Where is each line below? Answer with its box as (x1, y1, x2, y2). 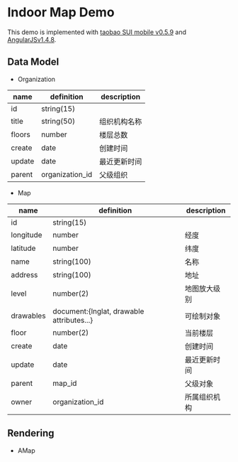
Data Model (7, 56, 59, 68)
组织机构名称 (98, 117, 142, 127)
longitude (11, 230, 42, 240)
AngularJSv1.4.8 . (7, 35, 57, 43)
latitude (11, 243, 36, 253)
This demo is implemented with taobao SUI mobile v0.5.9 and (7, 28, 186, 36)
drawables (11, 311, 46, 321)
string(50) (41, 116, 76, 126)
